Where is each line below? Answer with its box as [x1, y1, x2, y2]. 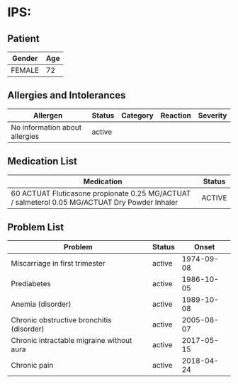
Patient [7, 33, 40, 45]
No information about [11, 122, 82, 132]
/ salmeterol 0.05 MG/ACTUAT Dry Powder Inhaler [11, 197, 178, 207]
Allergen [33, 111, 63, 120]
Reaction [160, 111, 191, 120]
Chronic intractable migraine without [11, 336, 132, 346]
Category [121, 111, 154, 120]
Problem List [7, 221, 64, 234]
